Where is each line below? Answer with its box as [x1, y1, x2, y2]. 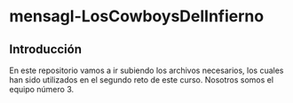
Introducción [9, 42, 83, 57]
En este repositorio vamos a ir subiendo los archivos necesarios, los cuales [9, 65, 284, 75]
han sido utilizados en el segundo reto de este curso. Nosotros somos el [9, 75, 273, 85]
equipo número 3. [9, 84, 75, 94]
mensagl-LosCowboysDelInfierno [9, 6, 265, 27]
